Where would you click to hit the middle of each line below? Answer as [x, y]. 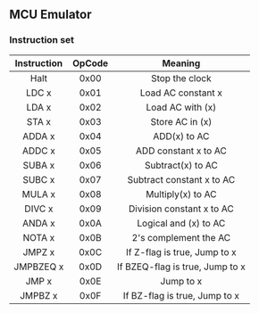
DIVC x [39, 209]
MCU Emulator [50, 15]
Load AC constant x [181, 93]
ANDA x [38, 223]
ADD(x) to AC [181, 136]
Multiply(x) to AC [181, 194]
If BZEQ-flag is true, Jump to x [181, 267]
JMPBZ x [38, 295]
